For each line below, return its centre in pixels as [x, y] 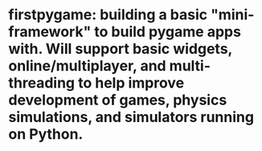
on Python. [46, 135]
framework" [50, 32]
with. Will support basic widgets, [121, 49]
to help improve [131, 83]
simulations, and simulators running [131, 117]
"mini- [232, 15]
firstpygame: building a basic [108, 15]
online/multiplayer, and [87, 66]
